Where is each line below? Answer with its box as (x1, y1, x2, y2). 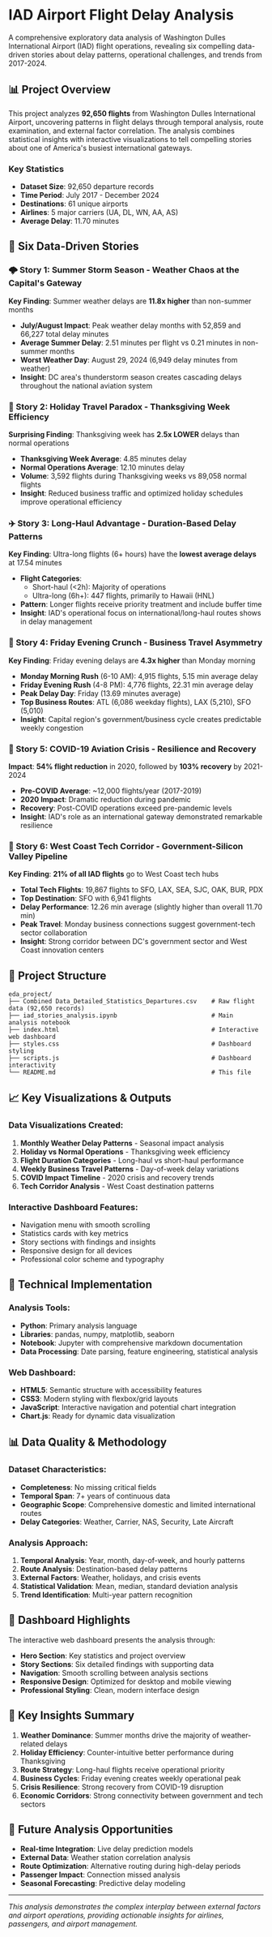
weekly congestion (19, 723, 83, 732)
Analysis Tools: (8, 1302, 70, 1313)
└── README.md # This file (8, 1068, 252, 1076)
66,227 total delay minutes (19, 329, 109, 338)
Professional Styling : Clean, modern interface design (19, 1685, 200, 1694)
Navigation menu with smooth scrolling (19, 1220, 151, 1230)
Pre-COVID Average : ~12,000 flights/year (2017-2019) (19, 785, 202, 796)
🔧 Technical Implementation (8, 1278, 152, 1291)
